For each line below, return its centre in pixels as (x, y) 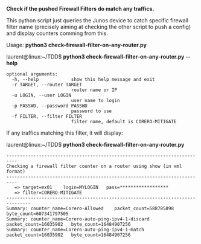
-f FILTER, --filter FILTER (47, 117)
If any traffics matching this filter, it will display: (65, 133)
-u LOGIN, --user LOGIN (41, 95)
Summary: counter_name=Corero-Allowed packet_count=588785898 (90, 208)
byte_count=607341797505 (37, 214)
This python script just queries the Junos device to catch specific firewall (97, 20)
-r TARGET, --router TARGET (47, 85)
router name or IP (94, 90)
